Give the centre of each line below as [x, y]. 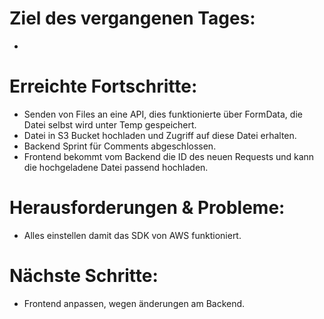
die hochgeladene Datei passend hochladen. [116, 167]
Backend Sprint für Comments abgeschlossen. [120, 146]
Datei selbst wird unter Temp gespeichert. [110, 124]
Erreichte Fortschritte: [103, 86]
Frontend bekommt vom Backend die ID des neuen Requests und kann [169, 156]
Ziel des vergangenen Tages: [132, 18]
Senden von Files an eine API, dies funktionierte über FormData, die [163, 114]
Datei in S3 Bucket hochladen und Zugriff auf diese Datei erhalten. [160, 135]
